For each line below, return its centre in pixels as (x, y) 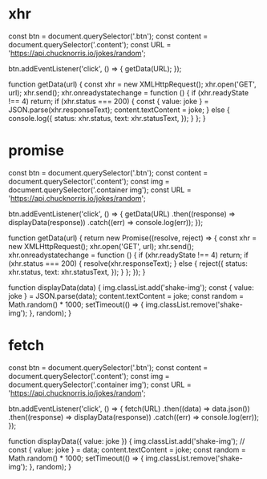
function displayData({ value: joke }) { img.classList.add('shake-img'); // (127, 441)
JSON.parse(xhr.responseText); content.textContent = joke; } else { (119, 110)
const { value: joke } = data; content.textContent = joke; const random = (127, 449)
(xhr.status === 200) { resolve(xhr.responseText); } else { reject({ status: (128, 263)
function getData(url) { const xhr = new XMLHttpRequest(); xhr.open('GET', (132, 84)
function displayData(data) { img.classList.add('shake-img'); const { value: (131, 287)
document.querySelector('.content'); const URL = (90, 44)
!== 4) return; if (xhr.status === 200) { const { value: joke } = (109, 101)
